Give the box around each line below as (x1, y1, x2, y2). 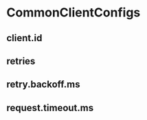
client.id (6, 32, 43, 44)
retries (6, 55, 36, 67)
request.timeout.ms (6, 101, 94, 114)
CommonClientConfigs (6, 5, 141, 21)
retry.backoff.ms (6, 79, 80, 91)
